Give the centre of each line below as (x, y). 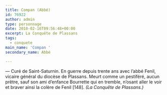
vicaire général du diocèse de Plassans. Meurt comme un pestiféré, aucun (82, 76)
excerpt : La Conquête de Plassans (42, 33)
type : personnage (23, 24)
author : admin (20, 19)
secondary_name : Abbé (28, 52)
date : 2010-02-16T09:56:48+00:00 (40, 29)
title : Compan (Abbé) (28, 10)
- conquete (21, 43)
